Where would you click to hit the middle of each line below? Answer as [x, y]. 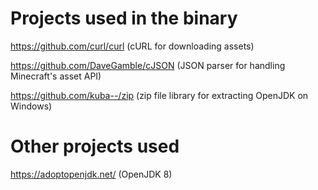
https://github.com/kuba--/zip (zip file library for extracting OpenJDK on [159, 95]
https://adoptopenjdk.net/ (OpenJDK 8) [91, 174]
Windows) [31, 106]
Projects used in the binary [124, 18]
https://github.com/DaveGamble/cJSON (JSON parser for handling [148, 65]
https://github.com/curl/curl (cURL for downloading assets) [132, 46]
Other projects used [95, 146]
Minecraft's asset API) [56, 76]
